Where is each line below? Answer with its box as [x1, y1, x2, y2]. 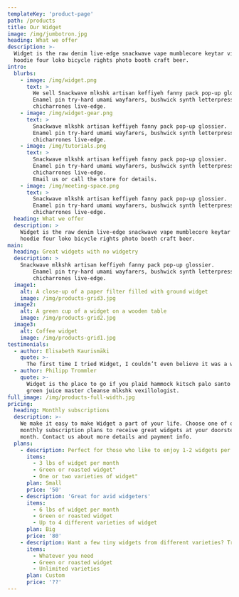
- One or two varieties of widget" [33, 473, 139, 480]
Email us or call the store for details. [33, 176, 158, 183]
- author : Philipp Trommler [14, 367, 97, 375]
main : [7, 242, 23, 249]
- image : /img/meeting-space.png [20, 182, 119, 189]
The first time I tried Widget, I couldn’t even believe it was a [26, 360, 228, 368]
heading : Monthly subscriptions [14, 407, 110, 414]
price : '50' [26, 486, 62, 493]
